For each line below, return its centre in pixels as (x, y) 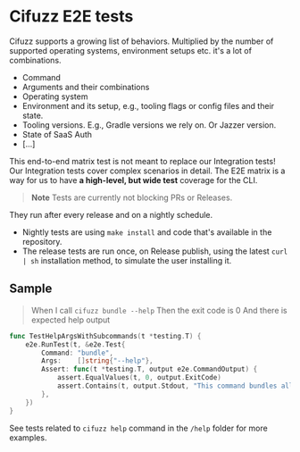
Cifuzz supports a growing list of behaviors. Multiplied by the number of (142, 41)
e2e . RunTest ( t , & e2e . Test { (75, 344)
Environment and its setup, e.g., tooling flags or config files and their (148, 105)
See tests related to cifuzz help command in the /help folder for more (138, 428)
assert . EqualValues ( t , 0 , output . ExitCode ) (139, 378)
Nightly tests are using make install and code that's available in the (147, 232)
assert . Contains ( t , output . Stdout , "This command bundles (167, 386)
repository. (42, 241)
